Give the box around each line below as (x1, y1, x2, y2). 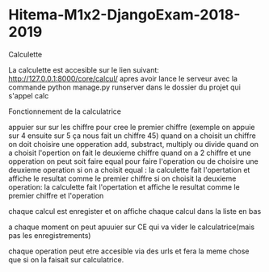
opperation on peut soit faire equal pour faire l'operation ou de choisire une (8, 156, 258, 166)
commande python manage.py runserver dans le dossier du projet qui (8, 82, 241, 92)
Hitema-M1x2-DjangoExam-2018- (8, 6, 241, 24)
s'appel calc (8, 90, 49, 100)
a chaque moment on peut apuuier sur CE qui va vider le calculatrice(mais (8, 222, 255, 232)
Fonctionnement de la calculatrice (8, 107, 121, 116)
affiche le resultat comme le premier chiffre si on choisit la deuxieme (8, 174, 237, 183)
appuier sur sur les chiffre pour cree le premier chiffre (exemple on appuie (8, 122, 256, 132)
